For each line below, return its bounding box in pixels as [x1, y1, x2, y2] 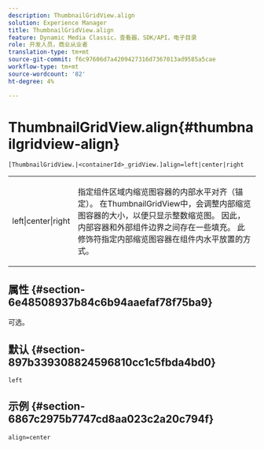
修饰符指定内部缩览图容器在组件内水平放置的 [77, 234, 244, 245]
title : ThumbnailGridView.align [8, 26, 114, 34]
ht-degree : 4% [8, 77, 55, 85]
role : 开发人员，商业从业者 [8, 41, 88, 49]
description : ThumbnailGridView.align [8, 11, 135, 20]
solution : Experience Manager [8, 19, 108, 27]
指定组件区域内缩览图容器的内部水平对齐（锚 [77, 187, 244, 198]
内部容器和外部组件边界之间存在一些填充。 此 [77, 222, 245, 233]
